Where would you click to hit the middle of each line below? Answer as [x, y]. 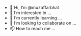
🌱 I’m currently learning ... [36, 18]
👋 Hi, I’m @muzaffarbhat [34, 8]
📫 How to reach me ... [32, 28]
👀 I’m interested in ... [30, 13]
